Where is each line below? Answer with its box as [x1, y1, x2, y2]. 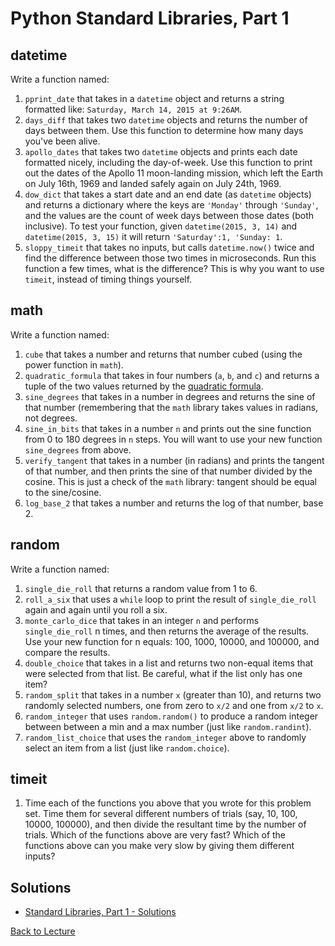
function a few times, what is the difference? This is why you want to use [24, 263, 325, 274]
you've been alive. [24, 135, 101, 147]
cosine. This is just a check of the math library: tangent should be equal [24, 475, 317, 487]
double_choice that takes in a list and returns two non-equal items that [24, 657, 314, 669]
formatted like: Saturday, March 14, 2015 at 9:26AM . [24, 103, 243, 115]
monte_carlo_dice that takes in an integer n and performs [24, 614, 260, 626]
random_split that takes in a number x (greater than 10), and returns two [24, 688, 322, 701]
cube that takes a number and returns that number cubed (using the [24, 348, 303, 360]
